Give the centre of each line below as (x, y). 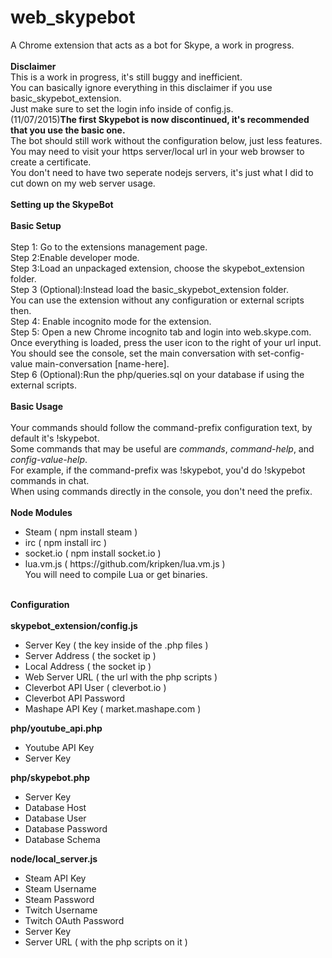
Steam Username (60, 888)
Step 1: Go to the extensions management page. (109, 247)
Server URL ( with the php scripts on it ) (106, 942)
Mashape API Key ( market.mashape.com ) (113, 708)
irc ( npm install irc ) (66, 542)
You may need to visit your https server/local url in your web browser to (157, 151)
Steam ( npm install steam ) (81, 532)
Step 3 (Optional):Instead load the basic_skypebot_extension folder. (149, 289)
